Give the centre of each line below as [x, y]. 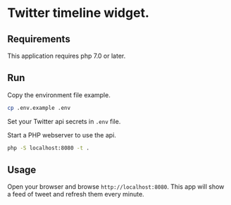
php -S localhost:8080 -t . [49, 148]
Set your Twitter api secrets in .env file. [64, 121]
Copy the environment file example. [59, 95]
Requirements [39, 39]
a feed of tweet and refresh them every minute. [76, 194]
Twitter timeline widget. [78, 13]
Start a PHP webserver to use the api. [62, 135]
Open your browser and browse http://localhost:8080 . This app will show [116, 187]
